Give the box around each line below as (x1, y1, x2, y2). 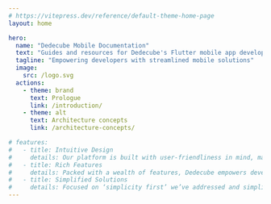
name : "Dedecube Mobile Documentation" (15, 41, 150, 49)
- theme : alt (23, 109, 67, 117)
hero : (8, 34, 27, 42)
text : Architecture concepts (29, 116, 128, 125)
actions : (15, 78, 45, 87)
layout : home (8, 19, 52, 27)
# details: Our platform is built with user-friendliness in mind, (8, 153, 254, 161)
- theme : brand (23, 86, 74, 94)
